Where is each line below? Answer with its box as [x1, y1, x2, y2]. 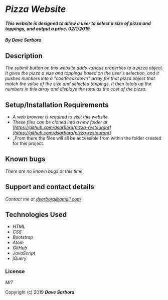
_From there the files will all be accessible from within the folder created [12, 135, 161, 141]
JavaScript [12, 250, 36, 256]
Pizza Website [5, 3, 66, 15]
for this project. [12, 140, 44, 146]
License [5, 268, 25, 275]
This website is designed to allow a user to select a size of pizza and [5, 20, 151, 26]
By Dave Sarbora [5, 37, 42, 43]
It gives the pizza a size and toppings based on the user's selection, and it [5, 70, 159, 76]
